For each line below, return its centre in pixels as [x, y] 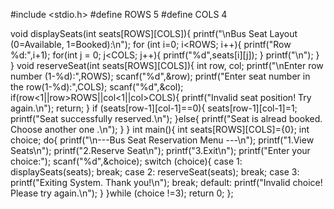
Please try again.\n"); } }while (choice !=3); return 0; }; [122, 193]
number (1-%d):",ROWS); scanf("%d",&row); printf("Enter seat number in [160, 76]
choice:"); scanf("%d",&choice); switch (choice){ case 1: [126, 161]
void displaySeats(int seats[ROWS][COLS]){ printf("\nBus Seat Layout [154, 33]
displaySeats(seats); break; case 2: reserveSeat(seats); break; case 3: [155, 172]
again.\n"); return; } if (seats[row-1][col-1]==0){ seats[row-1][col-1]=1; [154, 108]
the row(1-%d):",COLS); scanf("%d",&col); [97, 87]
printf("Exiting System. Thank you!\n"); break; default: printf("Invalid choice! [166, 182]
